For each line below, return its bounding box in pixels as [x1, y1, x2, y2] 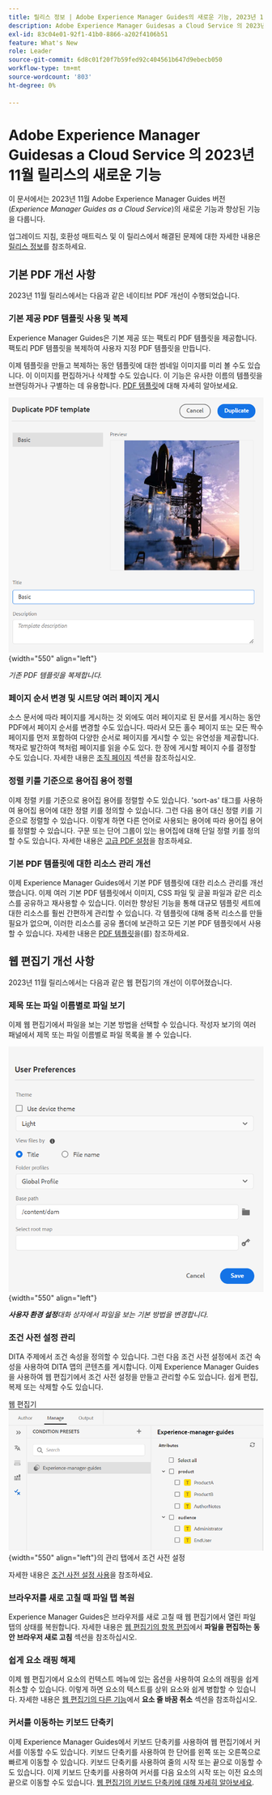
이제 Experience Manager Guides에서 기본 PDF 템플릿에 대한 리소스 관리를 [8, 878, 249, 888]
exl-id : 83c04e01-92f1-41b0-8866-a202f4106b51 [8, 30, 168, 38]
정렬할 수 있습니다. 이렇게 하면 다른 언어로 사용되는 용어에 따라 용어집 [29, 815, 249, 825]
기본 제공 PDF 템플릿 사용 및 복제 [8, 313, 128, 324]
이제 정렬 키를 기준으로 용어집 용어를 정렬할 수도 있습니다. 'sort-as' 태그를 [8, 795, 241, 805]
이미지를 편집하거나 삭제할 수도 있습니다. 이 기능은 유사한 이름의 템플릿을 [33, 370, 263, 380]
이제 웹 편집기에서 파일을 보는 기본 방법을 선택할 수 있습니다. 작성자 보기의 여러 [8, 1020, 257, 1030]
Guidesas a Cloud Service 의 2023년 [8, 146, 255, 164]
